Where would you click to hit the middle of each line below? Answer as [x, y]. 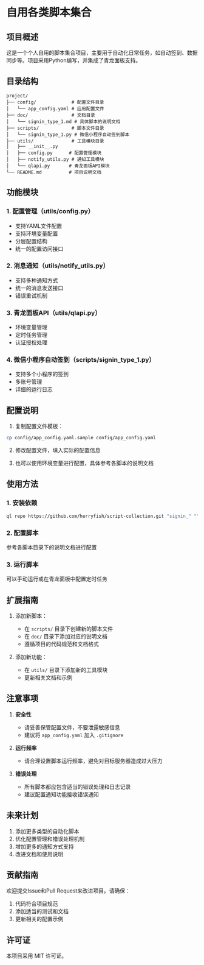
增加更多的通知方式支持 [44, 846]
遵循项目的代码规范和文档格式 [61, 644]
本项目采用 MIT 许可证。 [37, 956]
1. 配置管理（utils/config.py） [50, 211]
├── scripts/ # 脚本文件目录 [55, 128]
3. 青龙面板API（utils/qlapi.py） [54, 313]
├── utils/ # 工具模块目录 [55, 141]
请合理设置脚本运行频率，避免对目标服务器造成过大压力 [93, 761]
